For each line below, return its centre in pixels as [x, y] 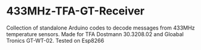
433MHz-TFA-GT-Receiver [76, 11]
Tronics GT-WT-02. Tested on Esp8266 [55, 40]
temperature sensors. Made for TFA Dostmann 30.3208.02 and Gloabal [95, 34]
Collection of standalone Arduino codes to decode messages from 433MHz [101, 28]
